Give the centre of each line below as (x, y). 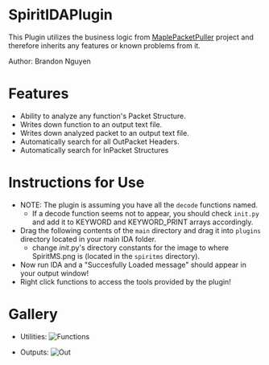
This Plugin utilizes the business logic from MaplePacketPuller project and (131, 37)
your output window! (54, 273)
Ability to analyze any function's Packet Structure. (103, 116)
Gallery (33, 314)
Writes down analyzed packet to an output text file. (104, 133)
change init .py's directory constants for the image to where (130, 248)
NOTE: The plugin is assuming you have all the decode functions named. (139, 205)
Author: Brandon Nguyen (50, 61)
